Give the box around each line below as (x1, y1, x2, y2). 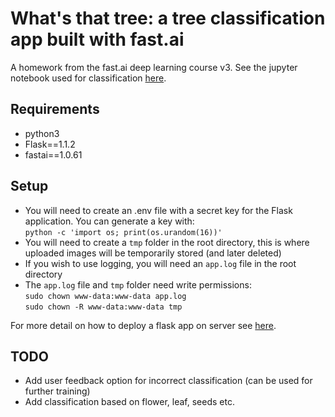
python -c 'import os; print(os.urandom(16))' (24, 227, 223, 237)
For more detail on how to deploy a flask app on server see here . (10, 319, 277, 331)
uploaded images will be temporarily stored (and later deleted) (24, 247, 282, 259)
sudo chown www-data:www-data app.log (24, 291, 187, 301)
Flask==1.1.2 (24, 138, 76, 150)
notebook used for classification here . (10, 72, 167, 84)
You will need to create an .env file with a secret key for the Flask (24, 204, 293, 216)
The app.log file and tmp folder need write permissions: (24, 278, 252, 291)
